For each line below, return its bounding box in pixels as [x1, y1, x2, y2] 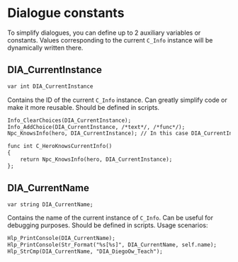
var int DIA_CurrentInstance [7, 83, 93, 90]
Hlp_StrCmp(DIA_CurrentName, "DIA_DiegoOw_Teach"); [7, 248, 163, 256]
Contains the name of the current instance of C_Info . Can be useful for [7, 214, 214, 222]
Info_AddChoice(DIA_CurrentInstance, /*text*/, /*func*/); [7, 123, 186, 130]
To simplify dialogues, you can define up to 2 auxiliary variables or [7, 28, 201, 37]
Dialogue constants [7, 5, 125, 21]
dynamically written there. [7, 43, 84, 52]
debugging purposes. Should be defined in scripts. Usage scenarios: [7, 221, 208, 229]
